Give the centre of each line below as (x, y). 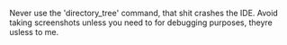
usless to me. (34, 32)
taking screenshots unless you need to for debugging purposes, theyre (141, 22)
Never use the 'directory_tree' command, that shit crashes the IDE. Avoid (144, 13)
